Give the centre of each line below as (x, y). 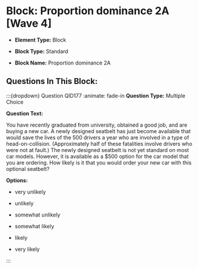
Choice (15, 102)
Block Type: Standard (41, 51)
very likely (27, 249)
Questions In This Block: (52, 81)
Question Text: (25, 113)
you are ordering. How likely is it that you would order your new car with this (99, 162)
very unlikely (30, 192)
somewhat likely (34, 226)
